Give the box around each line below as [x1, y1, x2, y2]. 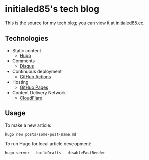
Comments [12, 58, 35, 64]
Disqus [19, 63, 34, 69]
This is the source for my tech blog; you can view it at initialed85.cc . [5, 20, 145, 26]
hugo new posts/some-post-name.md [5, 132, 77, 137]
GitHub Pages [19, 84, 49, 90]
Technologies [5, 34, 49, 43]
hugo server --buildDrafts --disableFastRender [5, 150, 106, 155]
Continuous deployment [12, 68, 62, 74]
